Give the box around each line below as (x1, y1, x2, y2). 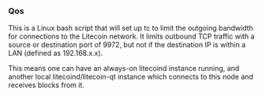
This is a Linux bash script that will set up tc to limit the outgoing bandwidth (8, 24, 254, 33)
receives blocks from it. (8, 80, 85, 90)
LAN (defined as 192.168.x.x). (8, 49, 103, 58)
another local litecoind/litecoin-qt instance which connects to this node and (8, 72, 254, 82)
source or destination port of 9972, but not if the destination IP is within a (8, 40, 246, 50)
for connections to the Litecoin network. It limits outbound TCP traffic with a (8, 31, 255, 41)
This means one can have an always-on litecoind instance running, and (8, 64, 240, 73)
